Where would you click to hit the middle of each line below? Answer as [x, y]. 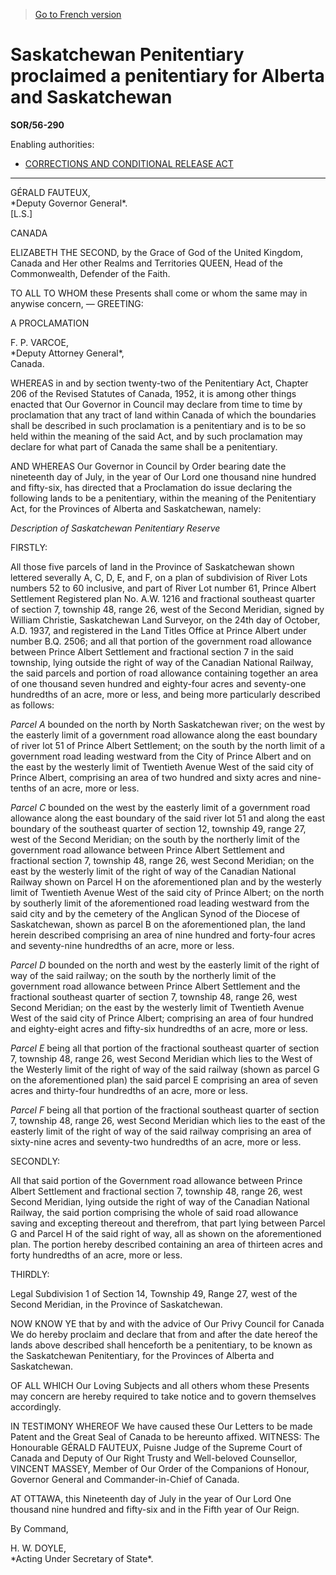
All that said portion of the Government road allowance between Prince [156, 1180]
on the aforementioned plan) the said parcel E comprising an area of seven [164, 1080]
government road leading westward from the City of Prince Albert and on [161, 756]
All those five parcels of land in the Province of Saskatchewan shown [152, 566]
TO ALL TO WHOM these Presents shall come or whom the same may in [159, 293]
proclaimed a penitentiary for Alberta [167, 76]
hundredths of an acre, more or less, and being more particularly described [165, 694]
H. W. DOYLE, [38, 1548]
